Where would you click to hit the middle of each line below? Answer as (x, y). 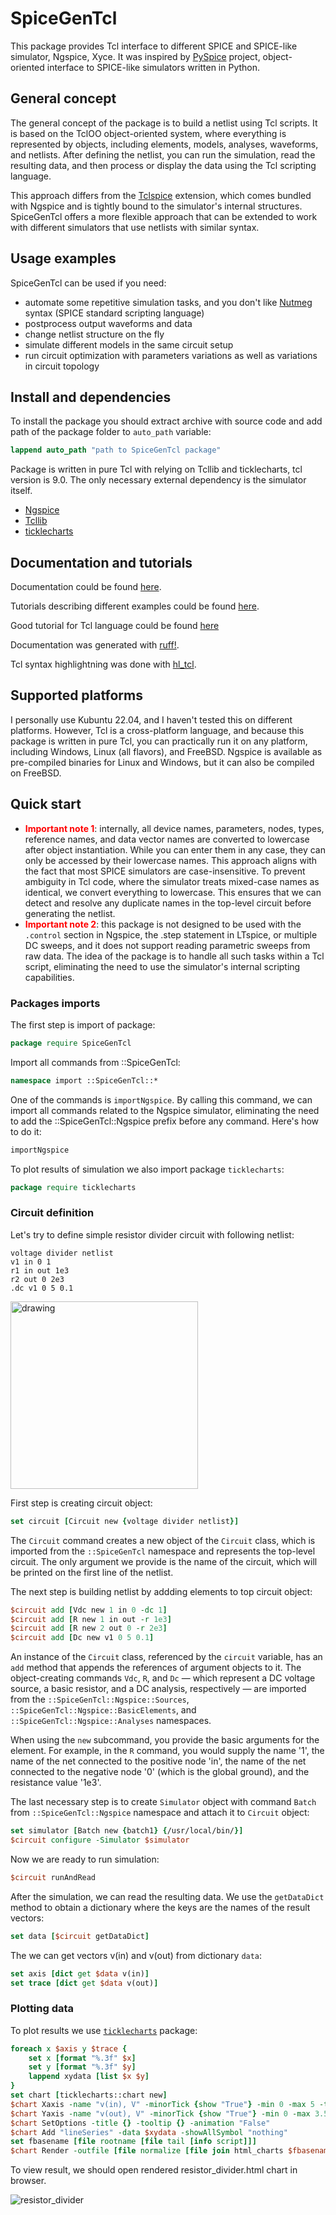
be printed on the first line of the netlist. (92, 1572)
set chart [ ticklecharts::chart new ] (89, 2095)
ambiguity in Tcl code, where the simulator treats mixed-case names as (172, 881)
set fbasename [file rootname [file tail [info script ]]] (133, 2142)
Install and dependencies (91, 397)
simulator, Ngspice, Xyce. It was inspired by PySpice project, (135, 56)
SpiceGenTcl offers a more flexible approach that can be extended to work (164, 216)
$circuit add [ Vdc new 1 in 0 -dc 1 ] (89, 1610)
